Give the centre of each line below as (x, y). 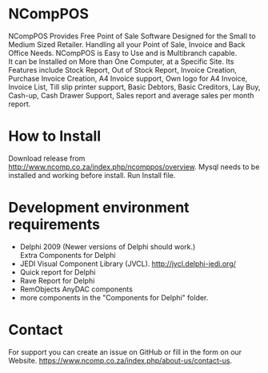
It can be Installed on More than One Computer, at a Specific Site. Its (121, 62)
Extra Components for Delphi (68, 255)
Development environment (99, 208)
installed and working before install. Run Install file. (92, 175)
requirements (54, 225)
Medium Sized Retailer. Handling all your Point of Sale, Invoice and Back (127, 44)
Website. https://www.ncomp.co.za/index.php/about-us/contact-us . (120, 360)
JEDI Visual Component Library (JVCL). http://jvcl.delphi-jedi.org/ (128, 264)
